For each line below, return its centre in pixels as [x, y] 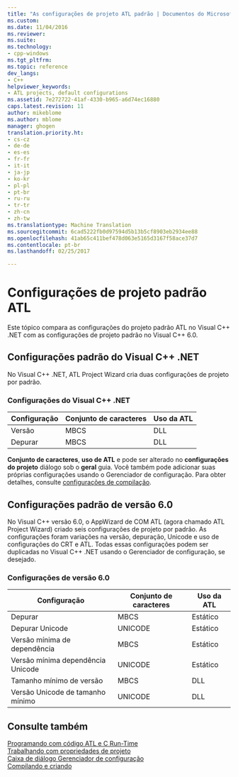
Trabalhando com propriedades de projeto [69, 751]
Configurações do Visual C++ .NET [69, 400]
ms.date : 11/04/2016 [38, 27]
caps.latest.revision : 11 [45, 106]
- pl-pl [19, 185]
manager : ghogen [31, 126]
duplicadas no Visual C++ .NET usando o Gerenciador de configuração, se [116, 551]
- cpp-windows [28, 54]
